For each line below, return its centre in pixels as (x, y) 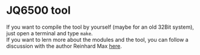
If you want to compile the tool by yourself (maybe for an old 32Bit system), (100, 27)
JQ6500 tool (39, 10)
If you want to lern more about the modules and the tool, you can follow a (97, 39)
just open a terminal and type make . (50, 33)
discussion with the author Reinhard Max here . (64, 46)
